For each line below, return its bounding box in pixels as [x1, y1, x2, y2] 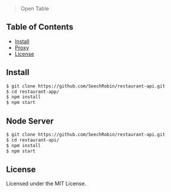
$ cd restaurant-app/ [6, 89, 60, 95]
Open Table [20, 5, 49, 12]
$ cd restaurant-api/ [6, 137, 60, 143]
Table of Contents [6, 22, 74, 32]
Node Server [6, 116, 54, 126]
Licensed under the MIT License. [6, 180, 86, 187]
